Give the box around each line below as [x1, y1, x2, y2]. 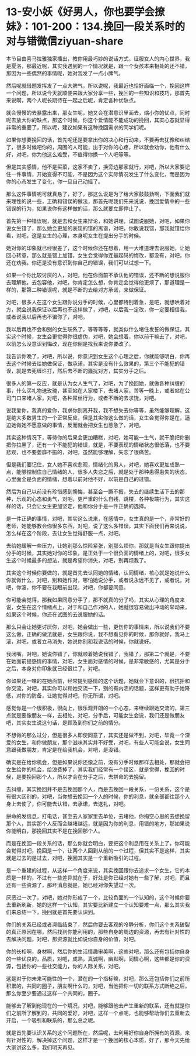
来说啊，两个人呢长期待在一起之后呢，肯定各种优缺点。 [6, 97, 139, 104]
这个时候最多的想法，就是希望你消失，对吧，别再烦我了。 [10, 556, 149, 563]
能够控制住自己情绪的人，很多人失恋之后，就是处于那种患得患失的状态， [16, 468, 190, 475]
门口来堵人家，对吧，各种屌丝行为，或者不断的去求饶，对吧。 [10, 394, 159, 401]
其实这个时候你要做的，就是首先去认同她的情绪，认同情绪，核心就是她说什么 [6, 569, 190, 576]
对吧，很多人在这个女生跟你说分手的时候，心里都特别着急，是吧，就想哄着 [6, 298, 185, 305]
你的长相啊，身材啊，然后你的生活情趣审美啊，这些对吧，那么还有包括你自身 [6, 948, 190, 955]
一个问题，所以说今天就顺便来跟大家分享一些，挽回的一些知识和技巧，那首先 [6, 89, 190, 97]
